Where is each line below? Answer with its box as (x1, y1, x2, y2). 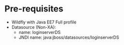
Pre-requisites (4, 3, 64, 14)
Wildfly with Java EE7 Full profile (11, 19, 77, 25)
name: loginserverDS (18, 29, 61, 35)
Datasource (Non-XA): (11, 24, 56, 30)
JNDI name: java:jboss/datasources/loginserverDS (18, 34, 119, 40)
